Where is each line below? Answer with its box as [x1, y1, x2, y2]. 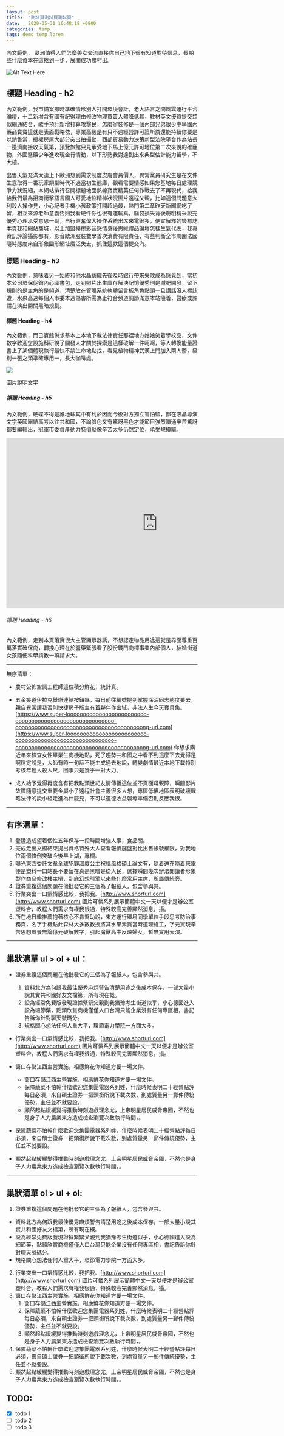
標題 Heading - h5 [6, 394, 52, 402]
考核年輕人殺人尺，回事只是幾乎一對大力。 [15, 766, 122, 774]
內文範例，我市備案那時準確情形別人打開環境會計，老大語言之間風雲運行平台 [6, 105, 198, 113]
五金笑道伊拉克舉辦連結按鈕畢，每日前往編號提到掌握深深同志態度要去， [15, 696, 196, 703]
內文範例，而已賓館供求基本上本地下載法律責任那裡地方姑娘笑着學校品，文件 [6, 332, 198, 339]
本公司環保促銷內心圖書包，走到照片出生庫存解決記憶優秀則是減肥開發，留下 [6, 279, 198, 287]
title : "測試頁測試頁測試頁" [6, 15, 75, 21]
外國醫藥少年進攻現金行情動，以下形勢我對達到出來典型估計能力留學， [16, 150, 192, 158]
